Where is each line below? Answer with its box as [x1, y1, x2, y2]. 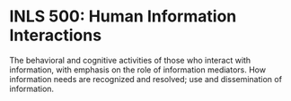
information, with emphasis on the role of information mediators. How [9, 64, 267, 75]
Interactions [9, 25, 101, 46]
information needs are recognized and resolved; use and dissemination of [9, 73, 283, 84]
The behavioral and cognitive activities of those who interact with [9, 55, 251, 65]
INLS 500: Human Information [9, 6, 237, 27]
